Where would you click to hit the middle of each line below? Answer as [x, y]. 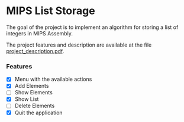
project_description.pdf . [35, 51]
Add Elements [32, 86]
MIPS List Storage [51, 11]
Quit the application [39, 113]
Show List [27, 99]
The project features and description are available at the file [79, 45]
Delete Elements [35, 106]
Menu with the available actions [53, 79]
